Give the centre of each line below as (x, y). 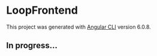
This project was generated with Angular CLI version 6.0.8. (78, 27)
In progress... (32, 46)
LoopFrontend (42, 10)
